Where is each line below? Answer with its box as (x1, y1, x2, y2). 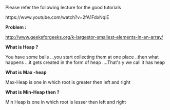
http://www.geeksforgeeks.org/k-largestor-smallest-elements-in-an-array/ (5, 34, 163, 40)
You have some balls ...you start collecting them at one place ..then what (5, 54, 159, 60)
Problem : (5, 24, 27, 30)
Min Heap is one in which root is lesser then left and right (5, 99, 126, 105)
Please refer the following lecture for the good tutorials (5, 5, 121, 10)
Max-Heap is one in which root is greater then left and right (5, 79, 131, 85)
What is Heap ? (5, 44, 39, 50)
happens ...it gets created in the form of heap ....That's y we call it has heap (5, 59, 165, 65)
